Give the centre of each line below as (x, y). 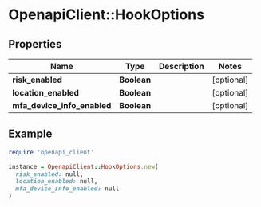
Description (182, 66)
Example (30, 134)
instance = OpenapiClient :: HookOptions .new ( (83, 166)
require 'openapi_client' (51, 152)
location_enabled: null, (57, 182)
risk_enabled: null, (49, 174)
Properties (35, 44)
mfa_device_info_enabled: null (67, 189)
